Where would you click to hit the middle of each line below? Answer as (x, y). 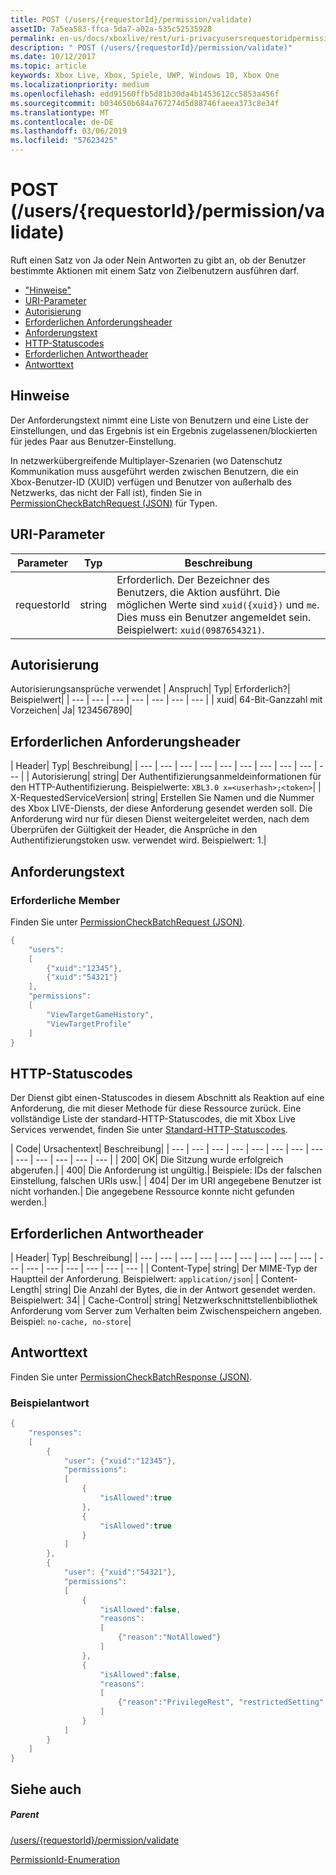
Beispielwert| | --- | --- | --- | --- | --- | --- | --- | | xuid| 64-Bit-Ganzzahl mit (166, 700)
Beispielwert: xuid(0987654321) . (190, 629)
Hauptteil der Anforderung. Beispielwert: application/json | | (135, 1279)
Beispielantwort (50, 1403)
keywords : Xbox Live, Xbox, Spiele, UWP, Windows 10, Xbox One (145, 76)
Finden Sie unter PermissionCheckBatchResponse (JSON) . (131, 1377)
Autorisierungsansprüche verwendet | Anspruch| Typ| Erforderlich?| (150, 689)
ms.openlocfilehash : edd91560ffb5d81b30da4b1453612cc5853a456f (145, 94)
